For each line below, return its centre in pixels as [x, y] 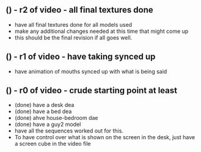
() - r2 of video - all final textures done [79, 10]
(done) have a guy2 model [48, 125]
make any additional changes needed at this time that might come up [101, 31]
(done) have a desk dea [44, 105]
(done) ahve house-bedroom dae [56, 118]
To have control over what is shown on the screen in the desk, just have [105, 137]
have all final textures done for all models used [73, 24]
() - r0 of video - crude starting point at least [92, 91]
